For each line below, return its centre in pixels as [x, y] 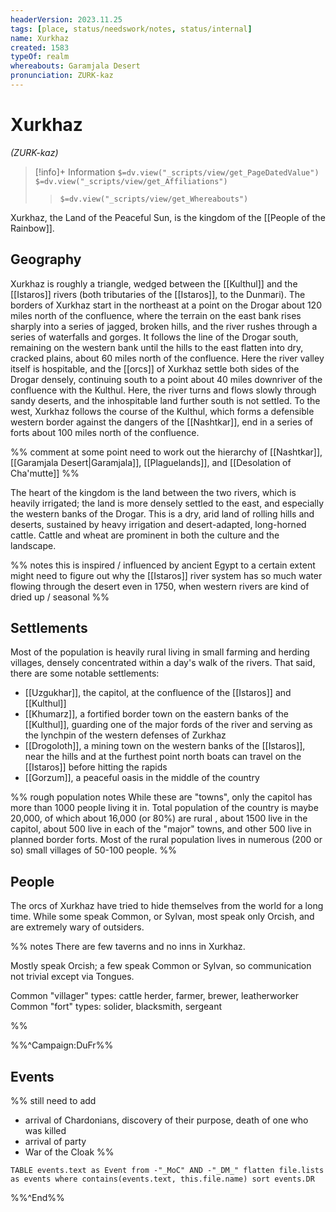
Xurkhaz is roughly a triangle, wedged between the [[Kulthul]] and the [154, 283]
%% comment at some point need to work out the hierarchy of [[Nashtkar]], [166, 452]
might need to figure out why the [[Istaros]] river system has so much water [166, 575]
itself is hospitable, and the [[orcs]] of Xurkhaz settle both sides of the [155, 368]
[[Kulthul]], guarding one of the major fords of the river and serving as [168, 725]
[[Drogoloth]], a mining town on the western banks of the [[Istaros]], [165, 746]
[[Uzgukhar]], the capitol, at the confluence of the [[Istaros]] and [158, 693]
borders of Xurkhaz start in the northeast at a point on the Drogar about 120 [166, 305]
